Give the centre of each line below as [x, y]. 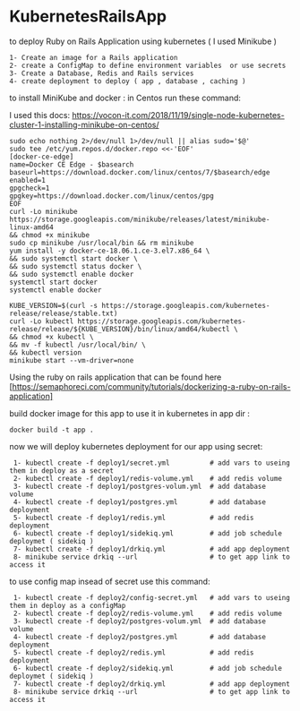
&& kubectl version [46, 352]
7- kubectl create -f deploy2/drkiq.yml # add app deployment [152, 684]
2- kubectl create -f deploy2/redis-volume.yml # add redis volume [147, 613]
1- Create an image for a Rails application [94, 57]
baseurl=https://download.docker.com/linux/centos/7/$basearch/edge [140, 172]
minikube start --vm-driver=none [72, 360]
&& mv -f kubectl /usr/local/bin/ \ [77, 345]
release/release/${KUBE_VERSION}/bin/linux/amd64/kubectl [120, 329]
